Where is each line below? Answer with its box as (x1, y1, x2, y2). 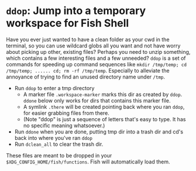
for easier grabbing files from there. (23, 110, 109, 117)
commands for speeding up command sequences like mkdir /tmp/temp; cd (6, 60, 187, 68)
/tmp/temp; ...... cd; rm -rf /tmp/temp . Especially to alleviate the (6, 67, 170, 74)
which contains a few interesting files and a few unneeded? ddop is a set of (6, 54, 186, 61)
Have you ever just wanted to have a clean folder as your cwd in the (6, 36, 170, 43)
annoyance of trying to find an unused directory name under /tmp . (6, 73, 166, 80)
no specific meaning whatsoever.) (23, 122, 105, 129)
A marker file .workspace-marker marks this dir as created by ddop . (23, 91, 183, 98)
